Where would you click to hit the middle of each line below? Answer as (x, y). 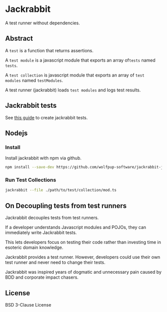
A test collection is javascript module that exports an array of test (75, 75)
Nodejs (17, 133)
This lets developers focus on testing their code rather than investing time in (83, 242)
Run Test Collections (31, 180)
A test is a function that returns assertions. (49, 50)
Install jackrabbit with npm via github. (43, 158)
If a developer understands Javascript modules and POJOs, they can (76, 228)
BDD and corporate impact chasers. (42, 277)
